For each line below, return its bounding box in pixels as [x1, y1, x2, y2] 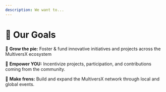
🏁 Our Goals [5, 29, 57, 40]
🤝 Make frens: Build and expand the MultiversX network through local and [5, 76, 160, 82]
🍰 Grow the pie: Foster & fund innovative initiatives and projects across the [5, 46, 161, 52]
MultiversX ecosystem [5, 51, 52, 57]
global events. [5, 81, 35, 87]
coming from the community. [5, 66, 66, 72]
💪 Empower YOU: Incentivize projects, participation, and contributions [5, 61, 151, 67]
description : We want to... [5, 7, 65, 13]
